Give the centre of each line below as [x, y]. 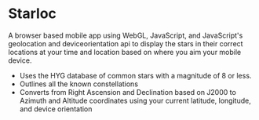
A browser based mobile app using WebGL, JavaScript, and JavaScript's [126, 35]
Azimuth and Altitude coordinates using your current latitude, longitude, [135, 100]
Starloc [33, 14]
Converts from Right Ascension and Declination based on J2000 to [128, 92]
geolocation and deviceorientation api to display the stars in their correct [126, 43]
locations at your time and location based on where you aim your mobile [125, 52]
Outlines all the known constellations [79, 84]
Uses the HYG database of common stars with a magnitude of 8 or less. [135, 75]
